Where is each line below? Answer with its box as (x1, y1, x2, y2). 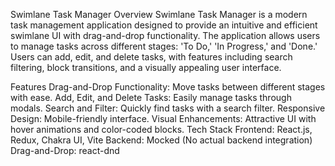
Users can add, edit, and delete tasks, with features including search (10, 51, 293, 63)
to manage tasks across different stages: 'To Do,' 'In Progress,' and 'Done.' (10, 40, 318, 52)
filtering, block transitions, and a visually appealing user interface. (10, 62, 282, 73)
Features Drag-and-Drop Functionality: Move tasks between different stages (10, 81, 326, 93)
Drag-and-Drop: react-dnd (10, 145, 120, 156)
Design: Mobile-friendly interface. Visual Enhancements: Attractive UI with (10, 113, 317, 124)
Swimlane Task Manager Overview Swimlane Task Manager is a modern (10, 9, 308, 20)
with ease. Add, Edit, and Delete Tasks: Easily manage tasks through (10, 92, 292, 103)
